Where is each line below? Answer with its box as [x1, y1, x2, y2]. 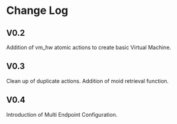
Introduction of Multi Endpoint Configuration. [6, 111, 118, 118]
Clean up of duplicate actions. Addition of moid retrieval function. [6, 77, 169, 85]
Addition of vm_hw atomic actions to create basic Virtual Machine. [6, 44, 172, 51]
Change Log [6, 4, 68, 18]
